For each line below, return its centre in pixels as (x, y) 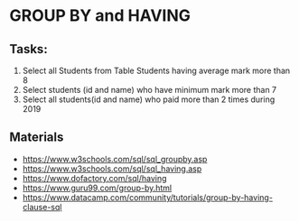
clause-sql (42, 207)
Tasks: (28, 49)
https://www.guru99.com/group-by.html (97, 188)
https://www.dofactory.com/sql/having (94, 178)
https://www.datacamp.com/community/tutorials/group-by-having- (148, 197)
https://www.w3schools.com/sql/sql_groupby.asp (115, 159)
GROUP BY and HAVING (100, 16)
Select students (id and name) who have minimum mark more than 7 (149, 90)
